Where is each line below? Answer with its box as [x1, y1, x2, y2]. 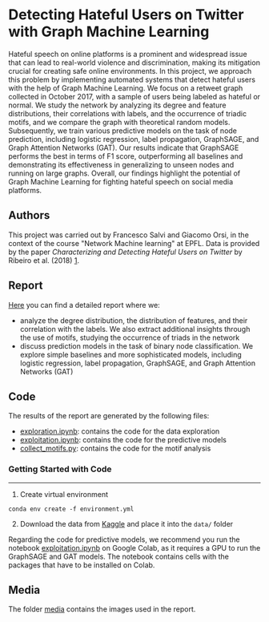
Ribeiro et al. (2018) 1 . [8, 255, 80, 265]
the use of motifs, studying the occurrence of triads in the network [19, 333, 240, 342]
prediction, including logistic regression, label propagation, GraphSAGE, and [8, 134, 259, 143]
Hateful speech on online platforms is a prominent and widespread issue [8, 49, 247, 59]
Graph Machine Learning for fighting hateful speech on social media [8, 176, 234, 186]
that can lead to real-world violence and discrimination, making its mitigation [8, 58, 260, 67]
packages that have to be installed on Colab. [8, 559, 155, 570]
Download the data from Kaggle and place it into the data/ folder [19, 519, 234, 528]
